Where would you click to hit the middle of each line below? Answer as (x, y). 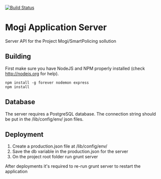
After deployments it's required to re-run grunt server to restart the (73, 166)
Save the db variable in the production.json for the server (70, 151)
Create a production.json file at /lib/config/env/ (60, 146)
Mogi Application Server (56, 28)
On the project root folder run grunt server (55, 157)
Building (18, 57)
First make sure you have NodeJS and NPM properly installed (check (75, 68)
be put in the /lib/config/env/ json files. (44, 119)
